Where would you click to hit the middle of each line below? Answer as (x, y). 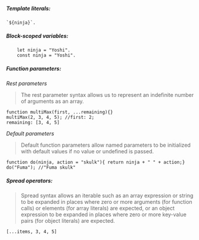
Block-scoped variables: (37, 36)
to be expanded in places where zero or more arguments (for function (106, 201)
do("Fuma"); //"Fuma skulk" (41, 167)
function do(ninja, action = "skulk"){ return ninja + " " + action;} (96, 162)
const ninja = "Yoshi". (46, 55)
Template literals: (28, 8)
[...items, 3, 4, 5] (32, 232)
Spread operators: (29, 181)
